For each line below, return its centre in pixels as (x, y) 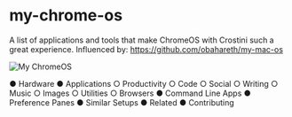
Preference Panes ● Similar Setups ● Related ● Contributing (122, 102)
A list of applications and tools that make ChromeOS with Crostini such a (142, 40)
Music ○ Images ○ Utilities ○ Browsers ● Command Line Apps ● (130, 93)
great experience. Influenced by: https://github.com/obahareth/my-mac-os (146, 49)
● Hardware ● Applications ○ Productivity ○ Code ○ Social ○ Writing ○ (144, 83)
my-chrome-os (66, 16)
